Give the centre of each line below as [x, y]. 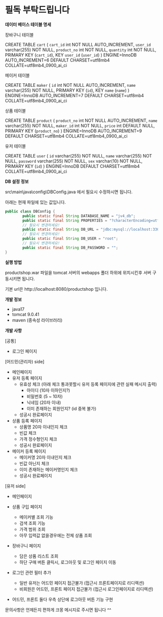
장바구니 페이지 [26, 546]
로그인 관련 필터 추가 [32, 572]
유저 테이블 [16, 146]
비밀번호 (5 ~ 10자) [45, 396]
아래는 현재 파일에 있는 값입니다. [36, 202]
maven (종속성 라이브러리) [37, 320]
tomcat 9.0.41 [26, 314]
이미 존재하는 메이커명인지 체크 [49, 469]
